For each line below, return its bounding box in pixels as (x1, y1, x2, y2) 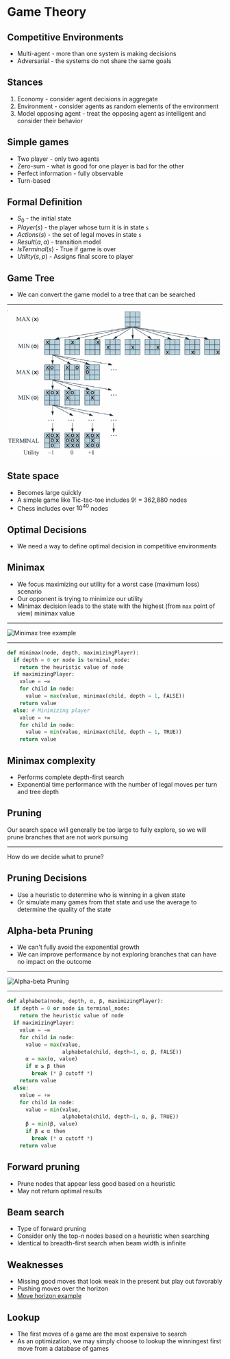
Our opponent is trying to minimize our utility (16, 594, 143, 602)
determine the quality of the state (16, 905, 112, 913)
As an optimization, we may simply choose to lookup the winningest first (16, 1337, 222, 1345)
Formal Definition (7, 196, 83, 208)
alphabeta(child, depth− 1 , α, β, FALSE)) (62, 1048, 183, 1055)
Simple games (7, 136, 69, 148)
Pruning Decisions (7, 872, 88, 884)
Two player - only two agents (16, 155, 100, 163)
